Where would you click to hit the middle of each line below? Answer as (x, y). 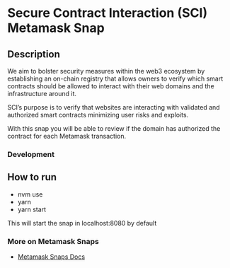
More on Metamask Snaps (53, 241)
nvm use (30, 194)
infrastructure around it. (42, 94)
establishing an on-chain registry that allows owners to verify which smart (115, 78)
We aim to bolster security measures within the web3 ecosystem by (106, 71)
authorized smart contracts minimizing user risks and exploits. (98, 115)
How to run (32, 177)
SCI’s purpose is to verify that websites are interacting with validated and (114, 107)
